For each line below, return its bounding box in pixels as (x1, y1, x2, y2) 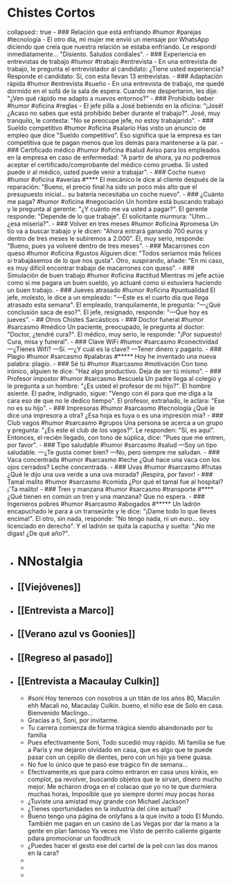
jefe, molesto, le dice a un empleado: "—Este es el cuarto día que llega (7, 293, 209, 301)
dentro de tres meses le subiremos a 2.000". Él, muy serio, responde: (7, 234, 205, 242)
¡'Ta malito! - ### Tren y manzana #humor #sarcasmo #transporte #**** (7, 484, 214, 493)
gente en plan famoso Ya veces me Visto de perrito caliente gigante (27, 826, 222, 835)
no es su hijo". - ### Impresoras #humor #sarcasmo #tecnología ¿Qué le (7, 404, 215, 412)
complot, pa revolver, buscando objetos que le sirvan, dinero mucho (27, 775, 222, 783)
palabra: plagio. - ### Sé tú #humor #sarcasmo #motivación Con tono (7, 359, 208, 368)
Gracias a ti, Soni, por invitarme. (27, 716, 119, 724)
